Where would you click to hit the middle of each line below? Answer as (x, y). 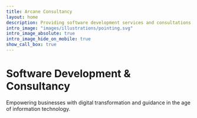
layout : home (22, 17)
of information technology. (38, 109)
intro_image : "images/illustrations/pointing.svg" (70, 28)
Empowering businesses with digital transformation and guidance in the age (98, 102)
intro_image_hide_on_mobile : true (49, 39)
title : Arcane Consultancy (39, 12)
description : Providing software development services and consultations (99, 22)
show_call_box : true (32, 45)
